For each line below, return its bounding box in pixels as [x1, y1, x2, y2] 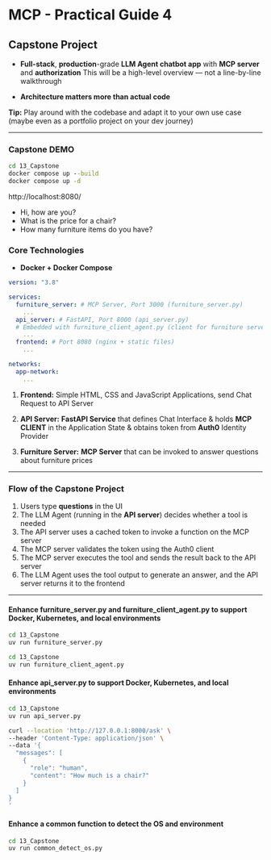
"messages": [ [15, 749, 63, 758]
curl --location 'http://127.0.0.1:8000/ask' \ [8, 726, 172, 735]
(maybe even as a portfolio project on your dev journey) [8, 116, 194, 126]
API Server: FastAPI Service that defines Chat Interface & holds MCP [19, 414, 252, 424]
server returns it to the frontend [19, 578, 125, 588]
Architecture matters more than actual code [19, 92, 171, 102]
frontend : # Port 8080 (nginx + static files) [15, 338, 175, 346]
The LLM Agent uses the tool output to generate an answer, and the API [19, 570, 259, 580]
